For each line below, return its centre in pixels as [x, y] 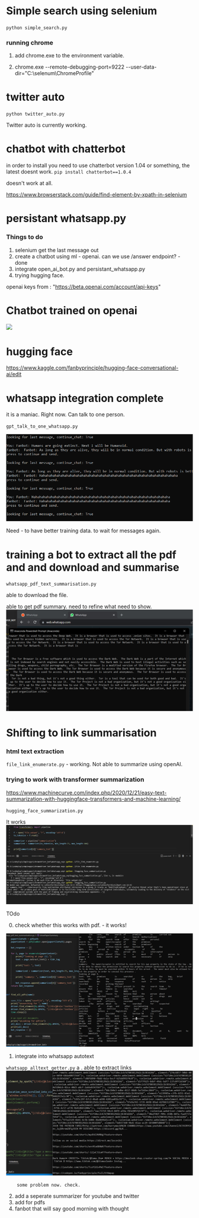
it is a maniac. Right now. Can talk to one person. [66, 414]
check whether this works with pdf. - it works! [71, 925]
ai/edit [14, 374]
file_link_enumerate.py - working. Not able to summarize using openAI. [94, 764]
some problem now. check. [49, 1185]
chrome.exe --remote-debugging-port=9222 [70, 67]
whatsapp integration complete [85, 398]
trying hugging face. [39, 275]
